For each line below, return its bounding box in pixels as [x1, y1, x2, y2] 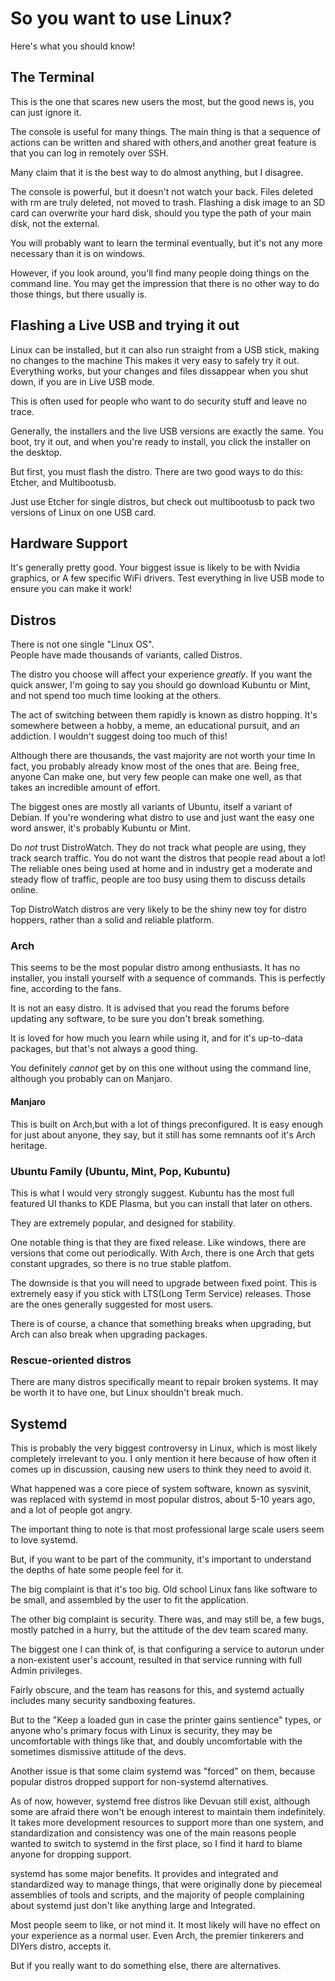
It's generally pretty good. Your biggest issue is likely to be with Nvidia [10, 562, 301, 574]
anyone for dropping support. [10, 1848, 132, 1861]
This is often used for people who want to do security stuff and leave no [10, 395, 308, 407]
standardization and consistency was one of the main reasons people [10, 1827, 297, 1839]
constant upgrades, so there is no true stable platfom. [10, 1257, 232, 1269]
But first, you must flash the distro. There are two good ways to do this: [10, 465, 304, 477]
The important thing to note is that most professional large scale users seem [10, 1523, 325, 1536]
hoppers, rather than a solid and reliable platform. [10, 914, 215, 926]
